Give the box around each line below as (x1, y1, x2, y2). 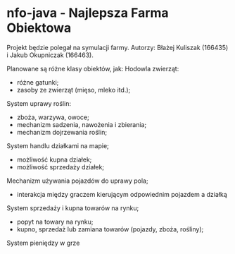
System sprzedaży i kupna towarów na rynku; (6, 203, 139, 212)
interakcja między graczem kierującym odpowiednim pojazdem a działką (16, 190, 228, 198)
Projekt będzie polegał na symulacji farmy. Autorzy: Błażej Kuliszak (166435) (6, 43, 229, 52)
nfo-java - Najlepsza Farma (6, 5, 170, 21)
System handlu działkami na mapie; (6, 141, 110, 150)
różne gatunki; (16, 78, 59, 86)
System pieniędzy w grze (6, 238, 80, 247)
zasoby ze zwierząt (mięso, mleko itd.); (16, 85, 131, 94)
